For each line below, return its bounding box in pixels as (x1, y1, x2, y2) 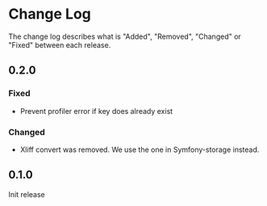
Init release (8, 189, 46, 199)
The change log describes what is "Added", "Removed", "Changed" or (8, 32, 242, 41)
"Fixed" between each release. (8, 40, 111, 49)
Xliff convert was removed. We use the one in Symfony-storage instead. (19, 145, 260, 154)
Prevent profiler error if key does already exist (19, 106, 173, 116)
